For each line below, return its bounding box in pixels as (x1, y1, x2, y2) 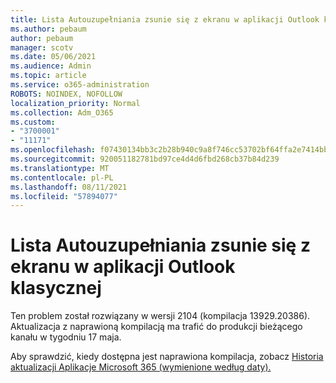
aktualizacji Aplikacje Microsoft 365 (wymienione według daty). (10, 361, 272, 373)
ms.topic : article (10, 71, 87, 81)
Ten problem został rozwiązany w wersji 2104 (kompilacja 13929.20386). (10, 310, 311, 322)
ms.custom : (10, 117, 56, 127)
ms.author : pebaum (10, 24, 87, 34)
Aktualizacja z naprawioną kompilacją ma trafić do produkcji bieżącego (10, 321, 303, 333)
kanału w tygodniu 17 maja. (10, 331, 122, 343)
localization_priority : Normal (10, 98, 141, 108)
